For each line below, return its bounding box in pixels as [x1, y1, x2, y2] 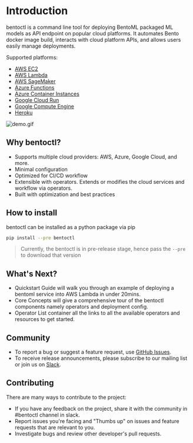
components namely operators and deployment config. [14, 303, 148, 310]
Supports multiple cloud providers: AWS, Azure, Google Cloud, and [14, 153, 178, 160]
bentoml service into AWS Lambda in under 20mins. [14, 290, 141, 298]
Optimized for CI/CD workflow [14, 172, 88, 179]
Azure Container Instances [14, 90, 79, 97]
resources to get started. [14, 316, 75, 323]
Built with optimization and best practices [14, 190, 115, 198]
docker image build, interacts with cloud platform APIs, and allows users [6, 36, 181, 43]
